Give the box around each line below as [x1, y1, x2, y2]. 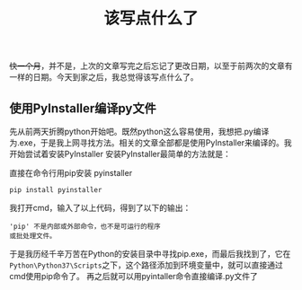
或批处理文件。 [9, 232, 57, 241]
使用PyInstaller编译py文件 [9, 101, 156, 116]
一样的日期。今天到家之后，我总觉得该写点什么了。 [9, 72, 199, 83]
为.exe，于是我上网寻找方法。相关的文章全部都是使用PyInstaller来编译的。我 [9, 137, 292, 148]
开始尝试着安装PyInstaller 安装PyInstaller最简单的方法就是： [9, 149, 231, 159]
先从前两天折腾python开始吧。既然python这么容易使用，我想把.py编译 [9, 127, 270, 136]
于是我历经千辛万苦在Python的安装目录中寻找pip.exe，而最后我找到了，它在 [9, 249, 291, 259]
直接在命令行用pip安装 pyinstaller [9, 168, 133, 178]
